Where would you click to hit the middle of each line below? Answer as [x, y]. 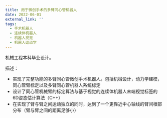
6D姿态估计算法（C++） [38, 97]
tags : [11, 24]
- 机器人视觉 [22, 38]
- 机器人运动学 [23, 43]
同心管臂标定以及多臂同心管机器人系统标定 [56, 85]
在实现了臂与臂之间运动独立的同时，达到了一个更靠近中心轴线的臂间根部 [87, 104]
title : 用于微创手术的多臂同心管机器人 [41, 10]
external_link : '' [24, 19]
